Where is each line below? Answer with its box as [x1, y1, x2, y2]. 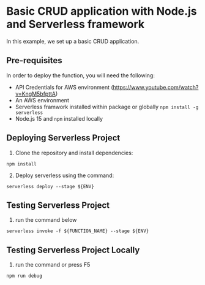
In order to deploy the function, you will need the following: [6, 72, 155, 79]
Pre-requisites [6, 55, 62, 66]
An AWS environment [15, 96, 69, 104]
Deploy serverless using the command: [15, 172, 114, 179]
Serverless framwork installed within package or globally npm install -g [15, 103, 199, 110]
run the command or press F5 [15, 261, 91, 268]
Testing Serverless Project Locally [6, 245, 140, 255]
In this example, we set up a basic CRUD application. [6, 37, 140, 45]
